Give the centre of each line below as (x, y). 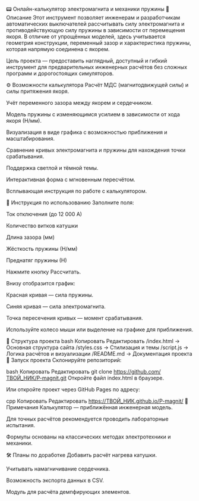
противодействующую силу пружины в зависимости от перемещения (96, 30)
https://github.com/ (138, 371)
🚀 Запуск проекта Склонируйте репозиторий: (64, 360)
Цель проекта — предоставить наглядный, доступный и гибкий (87, 61)
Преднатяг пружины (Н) (37, 260)
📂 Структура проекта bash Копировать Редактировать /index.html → (93, 341)
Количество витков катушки (42, 225)
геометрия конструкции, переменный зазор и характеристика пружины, (99, 43)
